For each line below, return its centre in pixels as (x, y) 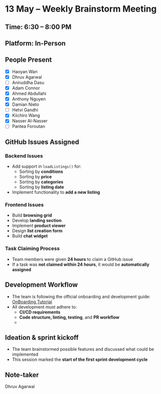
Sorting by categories (41, 182)
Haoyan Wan (25, 71)
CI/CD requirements (40, 312)
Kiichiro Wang (26, 116)
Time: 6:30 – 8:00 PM (38, 27)
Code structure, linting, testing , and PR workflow (69, 317)
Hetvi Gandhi (25, 110)
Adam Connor (26, 88)
